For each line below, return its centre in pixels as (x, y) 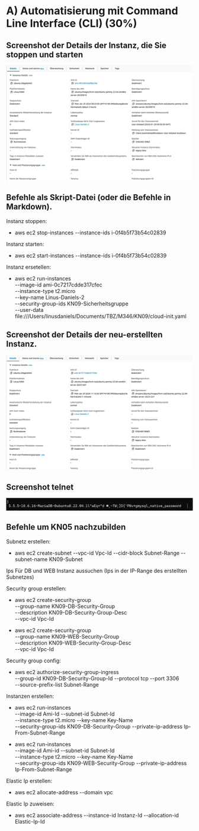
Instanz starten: (25, 244)
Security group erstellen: (36, 588)
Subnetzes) (20, 577)
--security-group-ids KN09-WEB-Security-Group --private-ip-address (101, 763)
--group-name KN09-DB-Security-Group (65, 606)
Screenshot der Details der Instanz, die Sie (86, 45)
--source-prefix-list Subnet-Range (57, 684)
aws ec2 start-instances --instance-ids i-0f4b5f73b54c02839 (91, 255)
